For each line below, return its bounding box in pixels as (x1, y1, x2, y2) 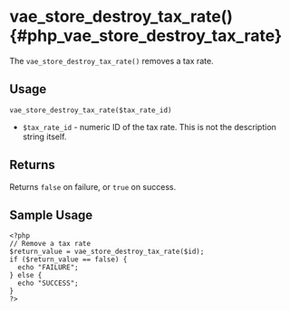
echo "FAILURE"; (17, 263, 79, 272)
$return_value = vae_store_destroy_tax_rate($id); (9, 247, 205, 257)
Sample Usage (9, 207, 93, 222)
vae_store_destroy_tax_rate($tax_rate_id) (9, 106, 172, 115)
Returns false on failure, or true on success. (9, 181, 177, 192)
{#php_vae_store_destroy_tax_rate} (9, 25, 283, 46)
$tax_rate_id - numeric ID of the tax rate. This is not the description (22, 121, 276, 132)
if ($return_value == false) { (9, 255, 128, 264)
